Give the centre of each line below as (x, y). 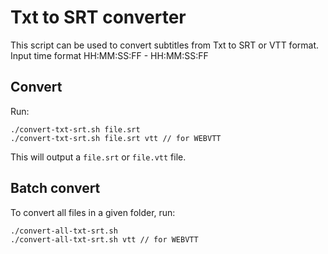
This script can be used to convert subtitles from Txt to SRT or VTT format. (165, 45)
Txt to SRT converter (98, 17)
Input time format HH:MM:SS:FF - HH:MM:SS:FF (109, 55)
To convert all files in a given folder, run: (93, 212)
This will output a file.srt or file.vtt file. (98, 157)
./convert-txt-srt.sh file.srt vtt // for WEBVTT (116, 138)
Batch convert (55, 188)
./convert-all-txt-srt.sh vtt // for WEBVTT (104, 239)
